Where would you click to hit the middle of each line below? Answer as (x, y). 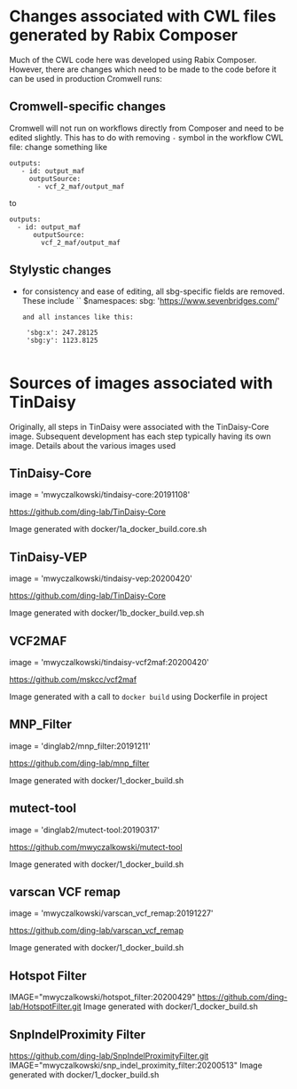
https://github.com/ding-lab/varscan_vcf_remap (97, 931)
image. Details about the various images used (93, 445)
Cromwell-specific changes (88, 107)
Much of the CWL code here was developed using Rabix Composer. (133, 60)
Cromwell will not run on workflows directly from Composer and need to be (147, 128)
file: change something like (59, 147)
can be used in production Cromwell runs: (86, 78)
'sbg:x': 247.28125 (62, 332)
